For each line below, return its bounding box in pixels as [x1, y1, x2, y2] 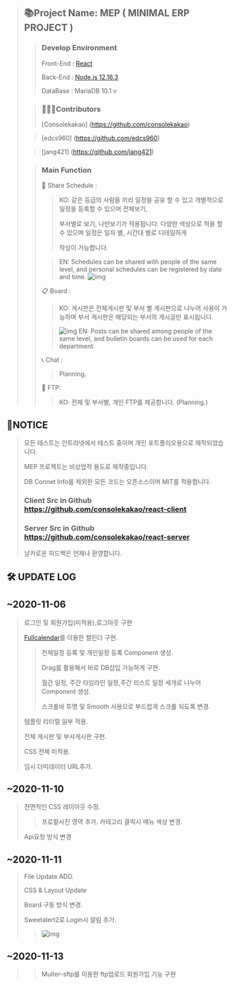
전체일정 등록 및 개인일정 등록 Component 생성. [41, 648, 173, 656]
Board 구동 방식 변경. [23, 901, 83, 909]
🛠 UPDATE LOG [6, 571, 77, 583]
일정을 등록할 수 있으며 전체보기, [58, 205, 148, 213]
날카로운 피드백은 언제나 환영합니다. [23, 549, 123, 558]
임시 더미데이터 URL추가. [23, 762, 93, 770]
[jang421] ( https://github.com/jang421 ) [41, 147, 154, 155]
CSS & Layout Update [23, 886, 87, 895]
